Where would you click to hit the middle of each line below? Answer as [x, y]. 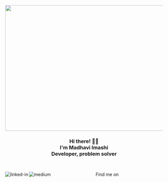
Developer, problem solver [84, 154]
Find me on [107, 174]
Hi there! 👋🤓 [84, 141]
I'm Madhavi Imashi [84, 147]
